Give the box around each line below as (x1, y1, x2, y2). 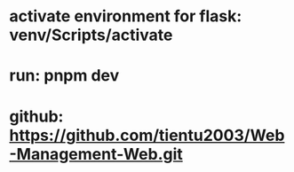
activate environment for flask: (9, 6, 242, 27)
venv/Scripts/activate (9, 25, 173, 45)
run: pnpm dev (9, 66, 120, 86)
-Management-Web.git (9, 144, 184, 164)
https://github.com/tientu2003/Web (9, 125, 285, 145)
